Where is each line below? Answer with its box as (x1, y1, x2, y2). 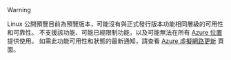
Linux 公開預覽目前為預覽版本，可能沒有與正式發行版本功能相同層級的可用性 (7, 20, 224, 28)
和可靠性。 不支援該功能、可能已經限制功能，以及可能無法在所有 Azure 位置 (7, 29, 223, 36)
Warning (7, 6, 31, 14)
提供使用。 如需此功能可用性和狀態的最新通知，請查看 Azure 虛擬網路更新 (7, 37, 217, 45)
